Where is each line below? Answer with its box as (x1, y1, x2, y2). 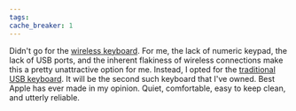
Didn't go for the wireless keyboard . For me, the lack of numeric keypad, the (9, 45, 288, 55)
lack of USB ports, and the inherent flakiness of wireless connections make (9, 55, 284, 65)
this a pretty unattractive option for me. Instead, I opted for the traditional (9, 63, 277, 75)
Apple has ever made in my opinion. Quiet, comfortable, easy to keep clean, (9, 83, 286, 93)
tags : (9, 12, 29, 22)
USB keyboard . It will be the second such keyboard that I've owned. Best (9, 73, 276, 84)
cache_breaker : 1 (9, 21, 74, 30)
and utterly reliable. (9, 92, 80, 102)
